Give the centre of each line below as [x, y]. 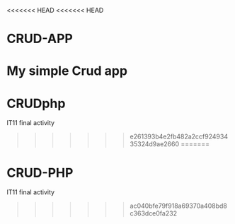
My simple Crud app [67, 71]
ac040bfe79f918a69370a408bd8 [178, 206]
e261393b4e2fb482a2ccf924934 [179, 136]
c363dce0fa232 [154, 213]
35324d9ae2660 [155, 144]
